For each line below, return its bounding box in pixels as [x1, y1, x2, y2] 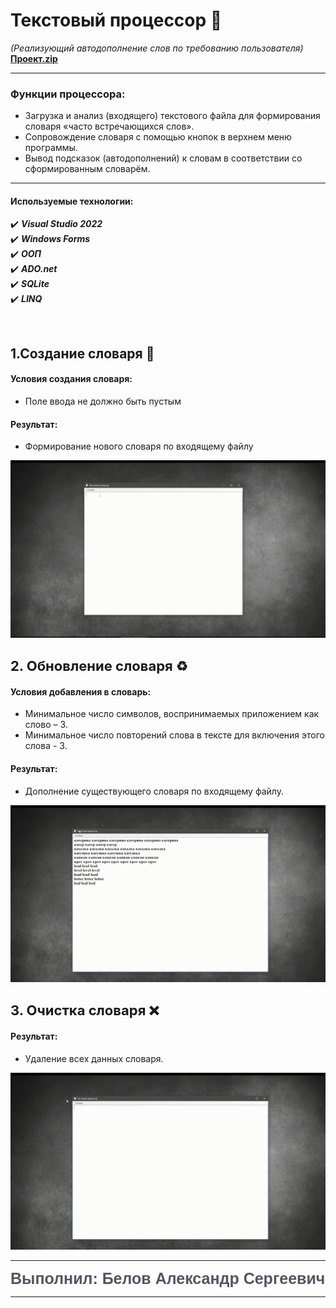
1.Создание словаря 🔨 [10, 345, 155, 362]
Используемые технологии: [10, 195, 134, 207]
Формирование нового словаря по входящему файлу [24, 440, 254, 453]
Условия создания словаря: [10, 373, 133, 385]
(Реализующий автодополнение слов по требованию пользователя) [10, 42, 304, 54]
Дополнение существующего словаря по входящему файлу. [24, 785, 284, 797]
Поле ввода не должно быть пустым [24, 395, 182, 408]
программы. [24, 142, 78, 154]
